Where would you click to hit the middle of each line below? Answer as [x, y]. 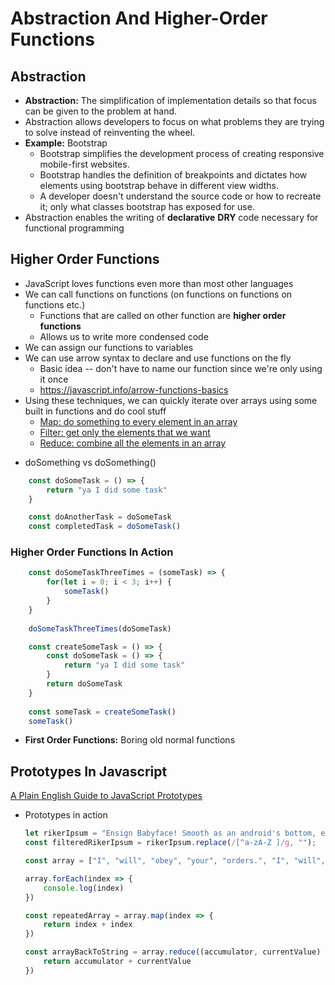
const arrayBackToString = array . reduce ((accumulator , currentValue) [173, 952]
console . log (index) [84, 888]
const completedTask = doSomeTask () [105, 527]
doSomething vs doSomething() [90, 462]
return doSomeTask [84, 684]
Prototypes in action [66, 815]
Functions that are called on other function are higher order [163, 315]
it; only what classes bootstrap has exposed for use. [147, 206]
